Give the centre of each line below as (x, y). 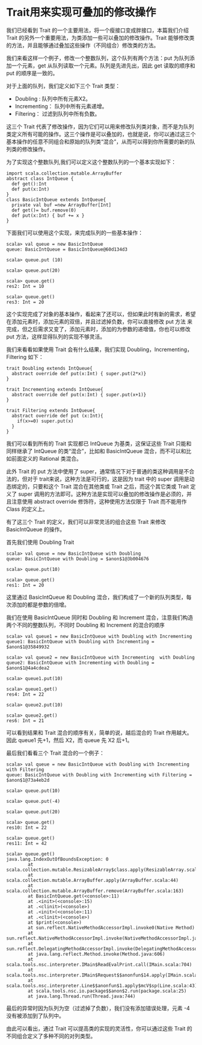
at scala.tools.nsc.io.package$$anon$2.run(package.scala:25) (107, 991)
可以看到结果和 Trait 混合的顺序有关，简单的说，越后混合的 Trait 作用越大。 (99, 732)
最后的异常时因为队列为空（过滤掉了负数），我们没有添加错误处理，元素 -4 (98, 1008)
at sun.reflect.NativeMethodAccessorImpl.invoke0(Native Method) (112, 928)
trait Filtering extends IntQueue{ (51, 410)
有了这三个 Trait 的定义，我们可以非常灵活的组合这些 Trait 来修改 (86, 522)
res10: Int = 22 (26, 828)
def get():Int (29, 184)
